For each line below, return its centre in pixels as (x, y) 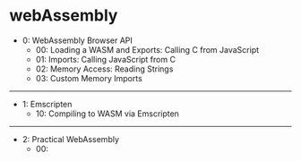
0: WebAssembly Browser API (77, 40)
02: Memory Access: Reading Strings (104, 69)
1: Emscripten (47, 104)
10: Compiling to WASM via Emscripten (107, 114)
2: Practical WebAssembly (70, 139)
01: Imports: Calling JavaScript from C (106, 59)
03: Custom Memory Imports (89, 78)
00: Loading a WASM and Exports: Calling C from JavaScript (147, 49)
